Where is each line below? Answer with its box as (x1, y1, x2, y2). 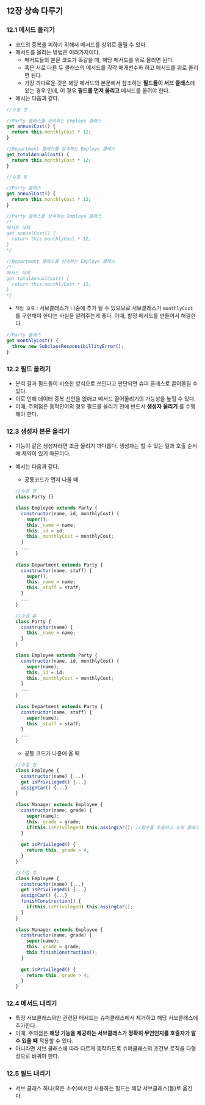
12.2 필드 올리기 (6, 364, 51, 373)
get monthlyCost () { (6, 338, 59, 344)
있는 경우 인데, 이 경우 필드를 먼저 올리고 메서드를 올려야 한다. (24, 86, 170, 94)
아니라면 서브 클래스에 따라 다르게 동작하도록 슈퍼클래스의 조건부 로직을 (15, 1045, 185, 1052)
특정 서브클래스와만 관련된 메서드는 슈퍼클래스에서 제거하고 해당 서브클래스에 (15, 1014, 198, 1022)
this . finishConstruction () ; (26, 949, 98, 956)
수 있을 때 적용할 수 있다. (15, 1037, 74, 1044)
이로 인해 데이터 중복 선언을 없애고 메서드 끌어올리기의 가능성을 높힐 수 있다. (15, 394, 196, 402)
